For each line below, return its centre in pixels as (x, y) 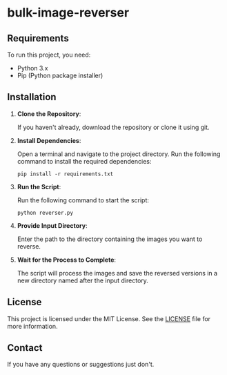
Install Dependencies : (49, 140)
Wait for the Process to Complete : (66, 260)
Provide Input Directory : (52, 225)
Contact (25, 348)
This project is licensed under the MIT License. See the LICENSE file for (109, 318)
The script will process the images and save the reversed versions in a (117, 273)
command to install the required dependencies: (84, 161)
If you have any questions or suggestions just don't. (81, 365)
